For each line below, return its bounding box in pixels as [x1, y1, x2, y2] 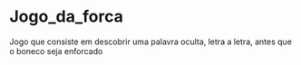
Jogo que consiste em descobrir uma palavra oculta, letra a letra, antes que [9, 36, 293, 47]
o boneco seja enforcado [9, 45, 103, 56]
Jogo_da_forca [9, 6, 124, 27]
